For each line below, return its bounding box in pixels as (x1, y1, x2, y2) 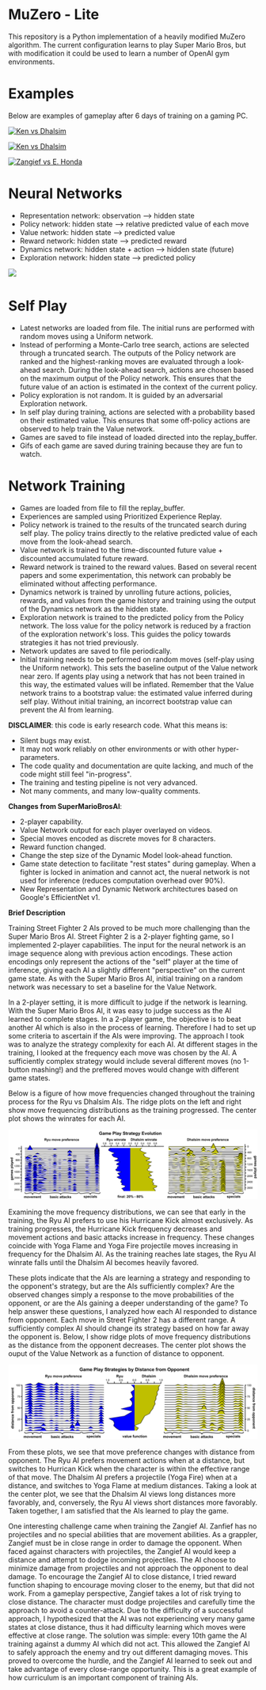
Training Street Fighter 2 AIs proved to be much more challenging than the (8, 923, 251, 932)
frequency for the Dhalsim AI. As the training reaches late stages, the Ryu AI (8, 1249, 256, 1259)
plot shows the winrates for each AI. (8, 1114, 126, 1123)
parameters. (19, 752, 60, 761)
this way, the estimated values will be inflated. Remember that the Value (19, 679, 255, 689)
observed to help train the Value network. (19, 423, 156, 433)
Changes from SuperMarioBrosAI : (8, 801, 123, 811)
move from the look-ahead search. (19, 537, 133, 546)
